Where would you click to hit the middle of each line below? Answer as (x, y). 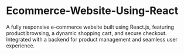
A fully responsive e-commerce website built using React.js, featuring (90, 27)
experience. (21, 46)
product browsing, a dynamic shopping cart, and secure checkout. (86, 33)
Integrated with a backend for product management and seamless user (92, 39)
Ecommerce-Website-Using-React (92, 11)
